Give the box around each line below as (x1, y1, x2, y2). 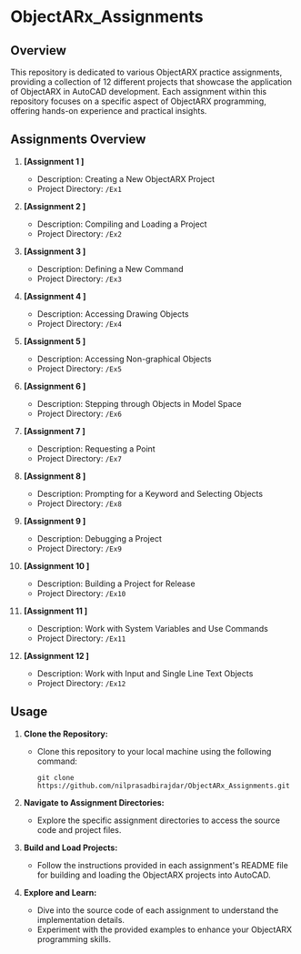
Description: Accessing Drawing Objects (36, 308, 189, 320)
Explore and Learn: (23, 887, 97, 898)
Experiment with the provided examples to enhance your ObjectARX (36, 924, 293, 935)
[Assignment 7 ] (23, 425, 85, 436)
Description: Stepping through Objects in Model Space (36, 398, 242, 409)
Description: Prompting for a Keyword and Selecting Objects (36, 488, 263, 499)
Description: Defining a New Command (36, 263, 185, 274)
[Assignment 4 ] (23, 290, 86, 301)
